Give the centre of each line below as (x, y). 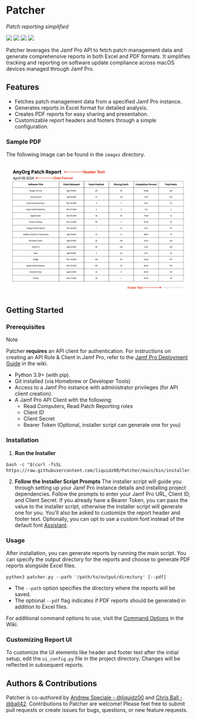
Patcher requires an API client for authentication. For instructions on (89, 351)
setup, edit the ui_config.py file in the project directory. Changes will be (93, 658)
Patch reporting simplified (38, 26)
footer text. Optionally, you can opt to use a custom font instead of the (99, 519)
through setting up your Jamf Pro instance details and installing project (100, 487)
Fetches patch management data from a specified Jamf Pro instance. (98, 101)
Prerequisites (26, 327)
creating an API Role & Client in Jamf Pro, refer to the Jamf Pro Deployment (97, 357)
